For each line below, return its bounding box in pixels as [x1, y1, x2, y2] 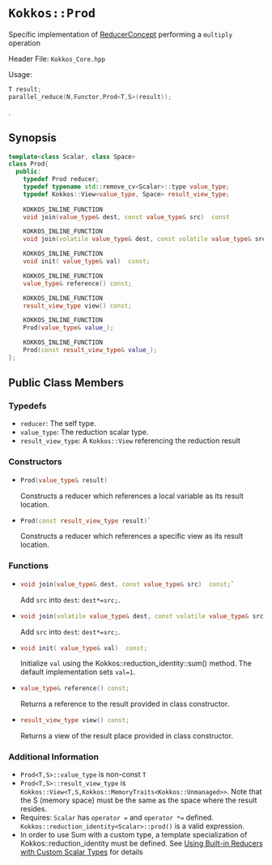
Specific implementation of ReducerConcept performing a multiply [8, 29, 233, 39]
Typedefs [8, 400, 47, 411]
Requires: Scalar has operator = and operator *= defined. [19, 813, 215, 823]
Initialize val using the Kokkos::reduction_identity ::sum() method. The [19, 659, 253, 669]
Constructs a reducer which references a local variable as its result [19, 491, 244, 501]
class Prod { [8, 160, 49, 168]
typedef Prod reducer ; [23, 175, 100, 183]
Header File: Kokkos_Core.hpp [8, 54, 106, 63]
